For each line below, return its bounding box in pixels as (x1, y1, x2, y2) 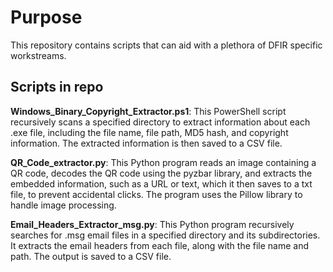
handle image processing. (10, 199, 117, 211)
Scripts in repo (10, 79, 104, 96)
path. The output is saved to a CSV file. (10, 250, 172, 262)
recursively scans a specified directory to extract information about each (10, 116, 311, 128)
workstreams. (10, 49, 67, 61)
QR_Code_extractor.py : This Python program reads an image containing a (10, 156, 317, 168)
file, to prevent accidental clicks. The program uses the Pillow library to (10, 188, 303, 200)
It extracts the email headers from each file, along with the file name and (10, 239, 310, 251)
